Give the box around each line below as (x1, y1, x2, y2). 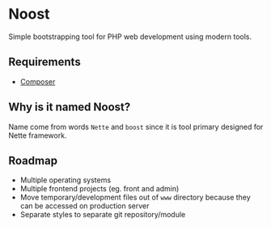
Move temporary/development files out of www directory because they (19, 192, 251, 203)
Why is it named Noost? (8, 101, 131, 114)
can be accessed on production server (19, 201, 150, 211)
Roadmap (8, 153, 58, 167)
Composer (19, 76, 56, 86)
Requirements (8, 55, 81, 69)
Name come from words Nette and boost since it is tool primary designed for (8, 122, 264, 131)
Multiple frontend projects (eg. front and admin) (19, 184, 180, 194)
